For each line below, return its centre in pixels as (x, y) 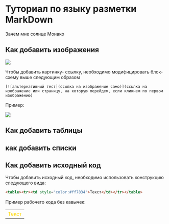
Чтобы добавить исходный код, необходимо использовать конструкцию (85, 178)
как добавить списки (41, 148)
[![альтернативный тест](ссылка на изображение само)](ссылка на (76, 86)
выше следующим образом (50, 77)
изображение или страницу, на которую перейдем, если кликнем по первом (84, 91)
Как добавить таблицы (44, 131)
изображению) (19, 95)
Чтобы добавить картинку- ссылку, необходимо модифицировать (77, 71)
